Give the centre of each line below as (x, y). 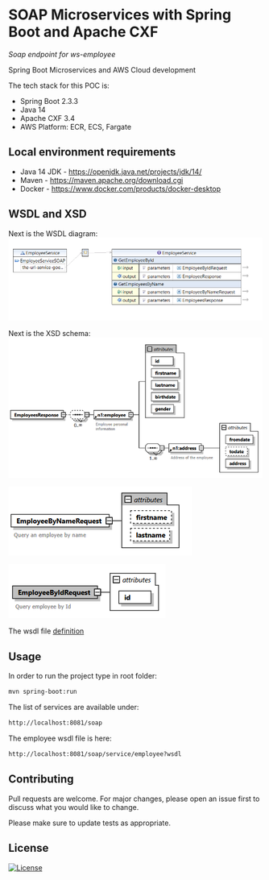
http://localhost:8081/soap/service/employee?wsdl (95, 754)
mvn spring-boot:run (43, 692)
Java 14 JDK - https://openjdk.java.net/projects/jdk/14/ (111, 172)
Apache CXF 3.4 (47, 118)
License (29, 848)
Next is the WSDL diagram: (53, 233)
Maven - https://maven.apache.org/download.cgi (101, 180)
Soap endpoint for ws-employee (62, 54)
